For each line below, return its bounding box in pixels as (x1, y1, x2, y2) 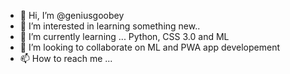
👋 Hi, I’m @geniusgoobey (19, 10, 125, 21)
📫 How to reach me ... (19, 53, 113, 64)
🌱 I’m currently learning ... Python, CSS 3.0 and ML (19, 31, 230, 42)
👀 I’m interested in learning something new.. (19, 20, 201, 32)
